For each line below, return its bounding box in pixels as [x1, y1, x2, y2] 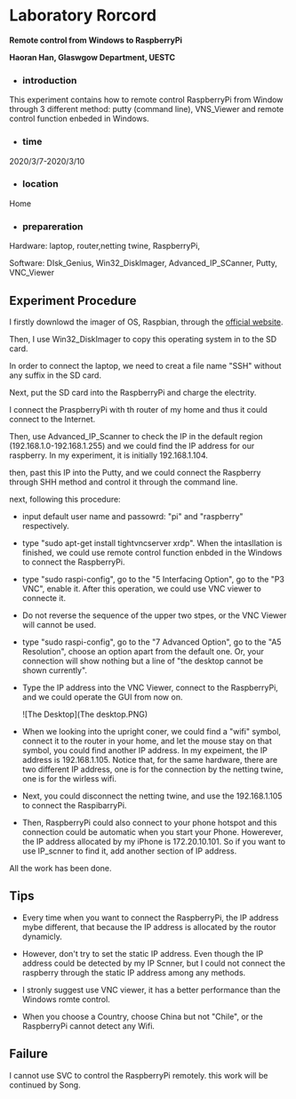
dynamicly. [21, 931, 62, 942]
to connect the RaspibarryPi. [21, 799, 127, 810]
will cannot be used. [21, 619, 96, 630]
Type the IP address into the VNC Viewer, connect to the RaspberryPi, [21, 682, 278, 693]
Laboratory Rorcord [9, 5, 157, 26]
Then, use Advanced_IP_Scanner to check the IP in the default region [9, 430, 264, 441]
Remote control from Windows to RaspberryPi [9, 35, 183, 45]
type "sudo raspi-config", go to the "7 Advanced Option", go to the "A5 [21, 637, 282, 647]
